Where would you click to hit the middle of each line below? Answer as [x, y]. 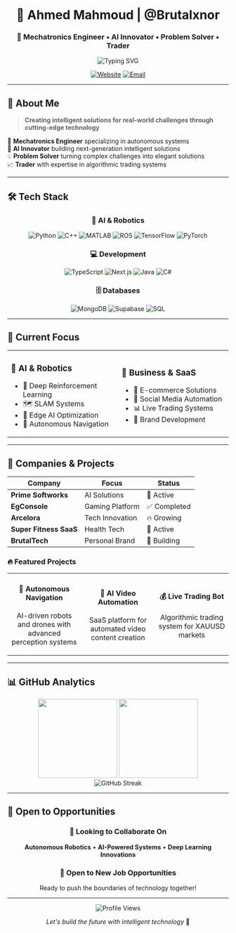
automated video [118, 629]
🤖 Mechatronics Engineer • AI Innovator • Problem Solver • [118, 37]
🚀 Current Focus [44, 337]
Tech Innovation [111, 518]
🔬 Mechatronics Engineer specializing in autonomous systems [98, 141]
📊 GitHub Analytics [51, 682]
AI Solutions [104, 495]
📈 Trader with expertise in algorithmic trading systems [87, 164]
